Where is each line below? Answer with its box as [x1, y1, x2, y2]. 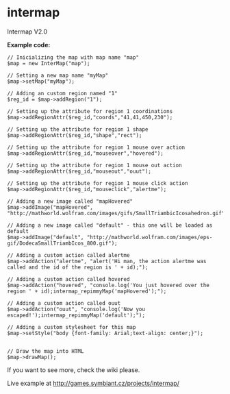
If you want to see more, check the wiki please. [7, 365, 140, 374]
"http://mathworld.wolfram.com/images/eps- [86, 234, 213, 241]
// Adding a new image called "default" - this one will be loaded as [7, 221, 213, 229]
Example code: [7, 40, 51, 49]
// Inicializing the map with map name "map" [7, 53, 139, 61]
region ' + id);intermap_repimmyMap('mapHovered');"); [7, 288, 167, 295]
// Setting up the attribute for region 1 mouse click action [7, 180, 188, 186]
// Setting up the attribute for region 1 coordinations [7, 108, 173, 114]
